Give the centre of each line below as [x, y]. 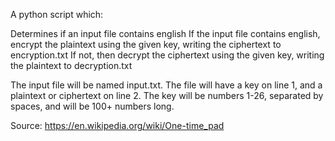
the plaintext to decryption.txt [71, 65]
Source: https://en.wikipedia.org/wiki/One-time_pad [117, 125]
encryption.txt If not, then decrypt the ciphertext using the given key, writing [167, 55]
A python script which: [57, 14]
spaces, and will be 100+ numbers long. [92, 106]
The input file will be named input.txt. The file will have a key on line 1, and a [166, 85]
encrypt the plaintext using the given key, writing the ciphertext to [146, 44]
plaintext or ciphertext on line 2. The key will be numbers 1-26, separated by [167, 95]
